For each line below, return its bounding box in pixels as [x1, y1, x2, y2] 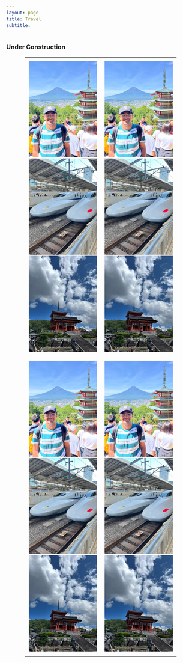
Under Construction [6, 43, 66, 51]
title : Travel [6, 16, 42, 22]
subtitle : [6, 22, 31, 28]
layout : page [6, 10, 39, 16]
